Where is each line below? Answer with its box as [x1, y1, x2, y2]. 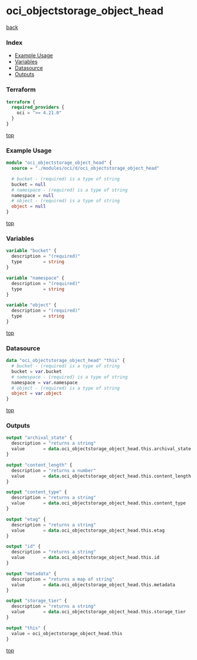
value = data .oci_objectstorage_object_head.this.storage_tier [11, 609, 186, 615]
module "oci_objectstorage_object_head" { [6, 160, 112, 166]
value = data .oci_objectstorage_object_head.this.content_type [11, 500, 186, 506]
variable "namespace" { [6, 275, 65, 281]
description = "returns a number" [11, 467, 96, 474]
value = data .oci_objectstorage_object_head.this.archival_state [11, 446, 192, 452]
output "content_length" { [6, 462, 73, 468]
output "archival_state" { [6, 435, 73, 441]
